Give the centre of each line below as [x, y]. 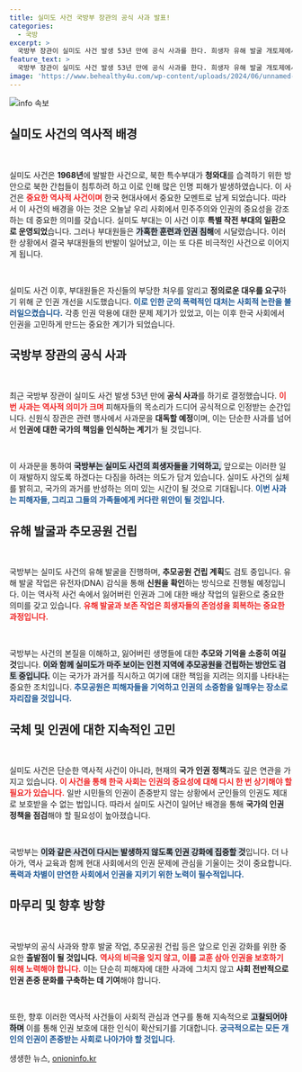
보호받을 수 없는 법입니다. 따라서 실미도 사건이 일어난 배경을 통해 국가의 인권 [151, 804]
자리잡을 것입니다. [41, 698]
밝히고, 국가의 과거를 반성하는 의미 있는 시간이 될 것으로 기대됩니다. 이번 [144, 489]
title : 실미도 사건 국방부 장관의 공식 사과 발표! [90, 18]
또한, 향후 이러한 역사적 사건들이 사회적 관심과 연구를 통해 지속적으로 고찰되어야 [148, 1016]
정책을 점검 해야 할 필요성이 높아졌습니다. [80, 815]
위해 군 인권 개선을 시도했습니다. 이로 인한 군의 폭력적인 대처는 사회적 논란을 [151, 302]
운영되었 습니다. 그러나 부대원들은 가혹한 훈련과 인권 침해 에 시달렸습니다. [144, 231]
